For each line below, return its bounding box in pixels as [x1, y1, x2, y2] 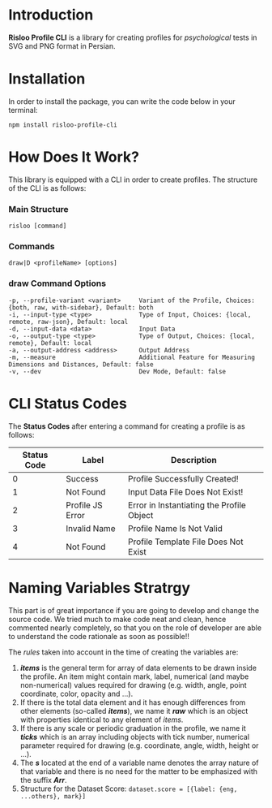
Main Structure [8, 203, 69, 214]
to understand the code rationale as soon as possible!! [8, 631, 190, 641]
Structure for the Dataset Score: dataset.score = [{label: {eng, [19, 784, 238, 793]
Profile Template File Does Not [128, 536, 244, 547]
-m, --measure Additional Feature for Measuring [8, 353, 255, 361]
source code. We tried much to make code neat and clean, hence [8, 614, 227, 624]
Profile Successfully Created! [128, 473, 239, 484]
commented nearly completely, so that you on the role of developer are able [8, 623, 261, 633]
